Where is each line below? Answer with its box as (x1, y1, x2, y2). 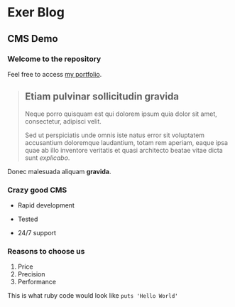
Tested (17, 215, 38, 223)
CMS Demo (7, 33, 58, 45)
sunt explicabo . (24, 153, 70, 162)
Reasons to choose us (7, 246, 85, 256)
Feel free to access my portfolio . (7, 70, 102, 78)
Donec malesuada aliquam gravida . (7, 167, 111, 176)
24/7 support (17, 228, 57, 237)
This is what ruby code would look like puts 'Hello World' (7, 291, 179, 300)
